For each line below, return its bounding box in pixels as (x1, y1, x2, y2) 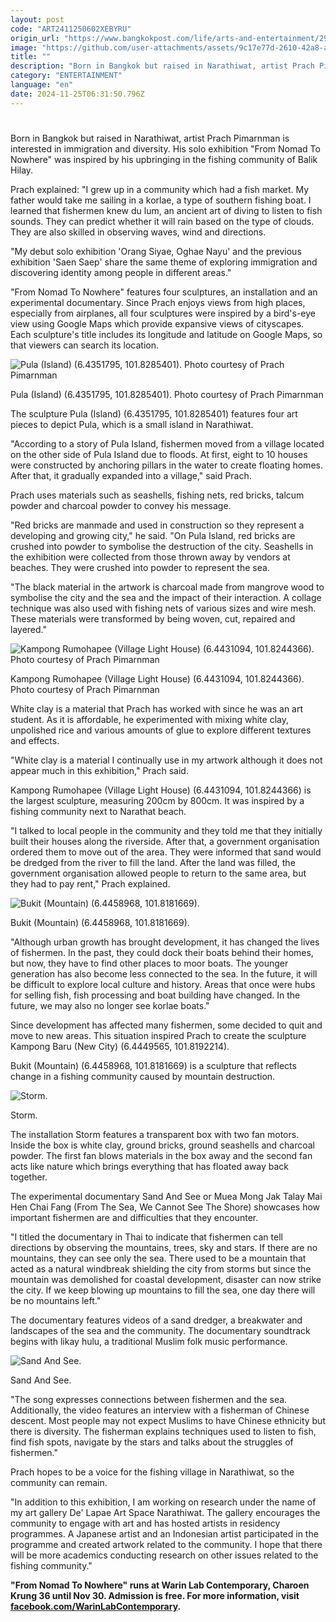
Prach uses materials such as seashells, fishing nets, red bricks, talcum (10, 489, 305, 501)
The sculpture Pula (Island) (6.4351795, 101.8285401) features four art (10, 407, 298, 420)
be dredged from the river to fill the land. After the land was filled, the (10, 856, 296, 868)
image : (10, 42, 38, 53)
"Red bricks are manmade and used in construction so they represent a (10, 519, 305, 531)
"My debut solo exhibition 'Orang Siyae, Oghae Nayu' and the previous (10, 245, 302, 257)
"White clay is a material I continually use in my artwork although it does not (10, 754, 323, 766)
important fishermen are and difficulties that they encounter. (10, 1211, 259, 1223)
